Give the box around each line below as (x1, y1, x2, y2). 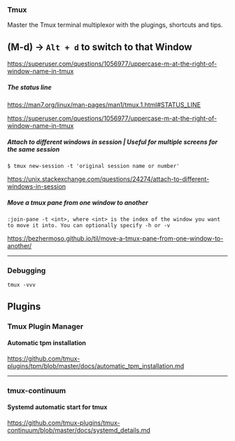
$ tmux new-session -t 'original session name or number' (7, 163, 180, 170)
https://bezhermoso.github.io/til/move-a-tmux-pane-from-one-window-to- (7, 234, 224, 243)
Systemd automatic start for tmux (7, 403, 108, 412)
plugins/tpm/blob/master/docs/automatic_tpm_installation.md (7, 361, 185, 370)
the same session (7, 145, 60, 153)
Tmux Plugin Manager (7, 321, 84, 331)
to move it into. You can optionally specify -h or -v (7, 222, 171, 229)
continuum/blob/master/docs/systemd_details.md (7, 426, 150, 434)
